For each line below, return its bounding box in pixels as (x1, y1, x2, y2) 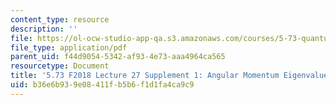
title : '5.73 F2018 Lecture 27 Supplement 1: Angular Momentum (10, 71, 280, 81)
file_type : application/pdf (10, 42, 128, 53)
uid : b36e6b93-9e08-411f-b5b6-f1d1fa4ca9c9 (10, 80, 195, 90)
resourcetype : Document (10, 61, 110, 71)
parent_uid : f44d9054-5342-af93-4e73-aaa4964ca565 (10, 52, 226, 62)
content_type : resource (10, 14, 110, 25)
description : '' (10, 24, 78, 34)
